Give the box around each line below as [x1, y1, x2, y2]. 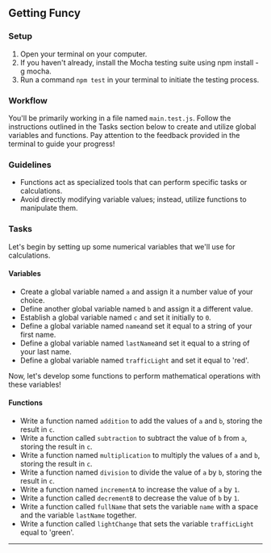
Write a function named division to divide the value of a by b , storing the [19, 467, 262, 477]
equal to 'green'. [19, 527, 75, 537]
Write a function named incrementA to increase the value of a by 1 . [19, 484, 240, 494]
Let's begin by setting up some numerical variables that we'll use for [8, 241, 236, 251]
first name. [19, 329, 56, 339]
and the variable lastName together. [19, 510, 137, 520]
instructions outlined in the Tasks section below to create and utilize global [8, 121, 256, 132]
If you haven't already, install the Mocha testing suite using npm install [19, 57, 254, 67]
